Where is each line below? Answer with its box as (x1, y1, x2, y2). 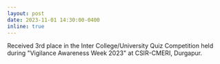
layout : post (7, 10, 45, 17)
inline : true (7, 23, 45, 30)
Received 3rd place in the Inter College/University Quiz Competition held (7, 42, 214, 50)
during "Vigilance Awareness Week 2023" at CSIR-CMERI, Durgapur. (7, 49, 203, 57)
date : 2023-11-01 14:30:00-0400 (7, 17, 100, 23)
